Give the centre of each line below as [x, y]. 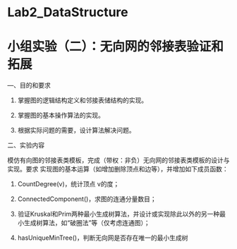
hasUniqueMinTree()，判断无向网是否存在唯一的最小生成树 [103, 238]
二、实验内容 [26, 145]
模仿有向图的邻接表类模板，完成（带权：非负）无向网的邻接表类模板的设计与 [119, 160]
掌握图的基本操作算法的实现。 [61, 115]
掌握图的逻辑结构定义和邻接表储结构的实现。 [83, 100]
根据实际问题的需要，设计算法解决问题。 [76, 130]
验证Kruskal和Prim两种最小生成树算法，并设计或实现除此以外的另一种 [119, 214]
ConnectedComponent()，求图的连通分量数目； [87, 199]
